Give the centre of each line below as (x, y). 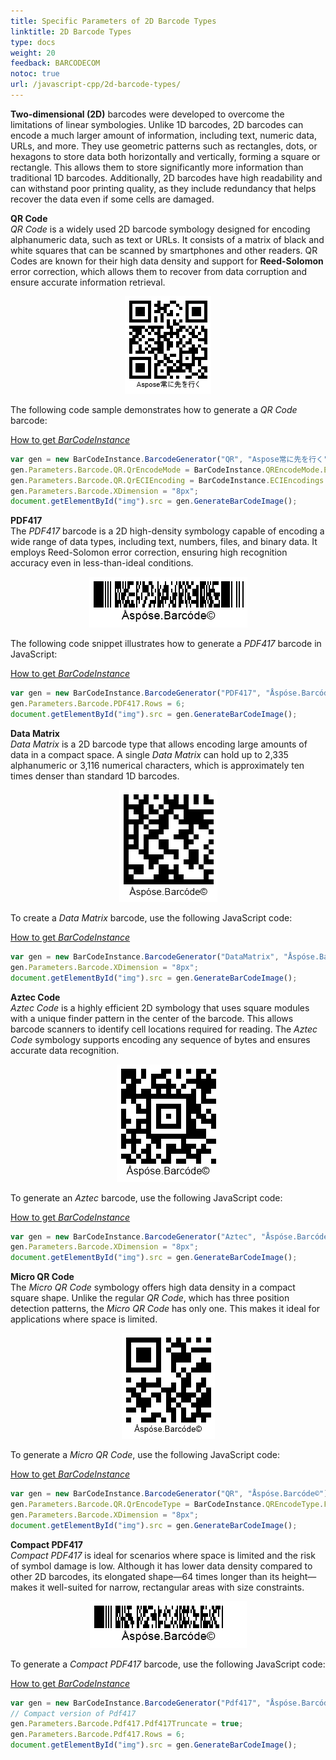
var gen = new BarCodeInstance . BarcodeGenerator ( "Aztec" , (133, 1236)
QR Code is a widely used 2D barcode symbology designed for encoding (160, 229)
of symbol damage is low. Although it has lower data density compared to (161, 1566)
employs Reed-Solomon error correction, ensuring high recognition (149, 552)
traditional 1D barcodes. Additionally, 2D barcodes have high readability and (166, 177)
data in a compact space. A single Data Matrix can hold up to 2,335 (149, 754)
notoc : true (35, 74)
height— (299, 1576)
